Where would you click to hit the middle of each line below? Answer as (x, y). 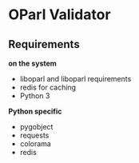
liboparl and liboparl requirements (75, 79)
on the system (33, 63)
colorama (36, 144)
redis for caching (48, 87)
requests (34, 135)
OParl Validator (60, 15)
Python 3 (35, 96)
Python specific (35, 111)
